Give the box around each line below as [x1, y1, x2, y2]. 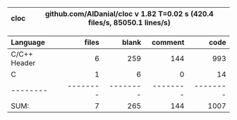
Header [11, 58, 36, 67]
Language [11, 38, 46, 47]
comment [151, 38, 185, 47]
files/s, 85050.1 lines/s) [87, 18, 171, 27]
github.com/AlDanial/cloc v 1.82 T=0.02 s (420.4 [44, 9, 214, 18]
